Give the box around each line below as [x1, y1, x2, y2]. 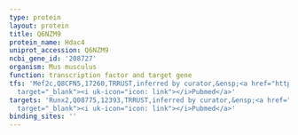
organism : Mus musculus [9, 63, 98, 72]
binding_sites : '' [9, 112, 77, 121]
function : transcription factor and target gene [9, 71, 192, 80]
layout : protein [9, 21, 69, 30]
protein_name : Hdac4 [9, 37, 86, 47]
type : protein [9, 12, 62, 22]
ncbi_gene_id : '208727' [9, 54, 98, 63]
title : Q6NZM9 [9, 29, 62, 38]
